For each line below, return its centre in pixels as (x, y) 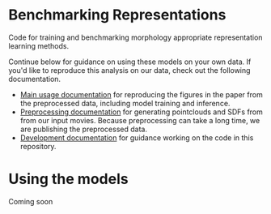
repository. (38, 146)
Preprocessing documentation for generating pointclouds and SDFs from (141, 112)
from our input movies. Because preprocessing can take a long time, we (140, 120)
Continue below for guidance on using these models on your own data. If (130, 62)
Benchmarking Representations (117, 15)
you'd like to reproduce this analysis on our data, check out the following (129, 70)
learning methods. (39, 45)
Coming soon (31, 201)
